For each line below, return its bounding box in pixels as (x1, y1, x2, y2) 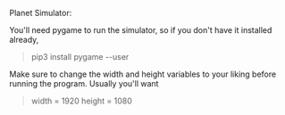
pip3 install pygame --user (30, 52, 130, 62)
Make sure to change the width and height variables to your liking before (9, 69, 277, 79)
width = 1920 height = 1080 (30, 95, 132, 106)
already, (9, 35, 39, 45)
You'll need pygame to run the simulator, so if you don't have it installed (9, 25, 272, 35)
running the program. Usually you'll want (9, 78, 159, 88)
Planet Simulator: (9, 8, 72, 18)
